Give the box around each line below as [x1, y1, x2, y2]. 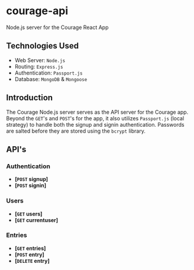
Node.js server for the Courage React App [6, 24, 109, 31]
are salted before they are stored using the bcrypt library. [6, 127, 146, 134]
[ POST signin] [14, 182, 47, 189]
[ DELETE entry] [14, 257, 50, 264]
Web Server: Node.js [14, 56, 66, 63]
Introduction [6, 93, 53, 103]
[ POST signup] [14, 176, 48, 183]
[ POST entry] [14, 250, 44, 258]
